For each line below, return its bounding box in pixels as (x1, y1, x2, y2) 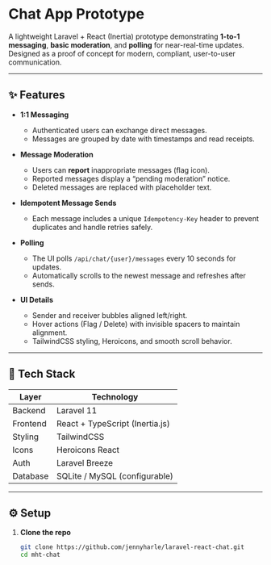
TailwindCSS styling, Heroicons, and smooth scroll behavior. (31, 336, 232, 345)
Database (12, 470, 49, 481)
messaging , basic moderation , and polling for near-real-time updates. (8, 40, 244, 49)
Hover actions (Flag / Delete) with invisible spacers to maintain (31, 319, 240, 329)
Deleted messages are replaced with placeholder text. (31, 182, 212, 192)
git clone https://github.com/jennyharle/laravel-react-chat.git (19, 543, 244, 551)
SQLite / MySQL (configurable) (56, 470, 173, 481)
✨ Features (8, 88, 65, 102)
